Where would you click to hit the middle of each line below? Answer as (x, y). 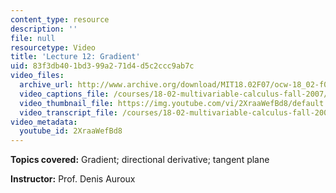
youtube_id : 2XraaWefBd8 (71, 131)
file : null (33, 38)
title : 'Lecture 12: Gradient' (75, 57)
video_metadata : (44, 122)
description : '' (44, 29)
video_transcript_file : (68, 112)
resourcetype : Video (53, 47)
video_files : (37, 76)
